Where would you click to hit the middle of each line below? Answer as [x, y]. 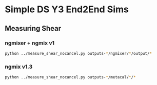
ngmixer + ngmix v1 [30, 43]
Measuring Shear [33, 28]
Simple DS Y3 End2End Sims [67, 9]
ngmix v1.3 [19, 67]
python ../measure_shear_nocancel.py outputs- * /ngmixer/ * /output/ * [78, 53]
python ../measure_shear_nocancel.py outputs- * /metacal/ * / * [71, 77]
